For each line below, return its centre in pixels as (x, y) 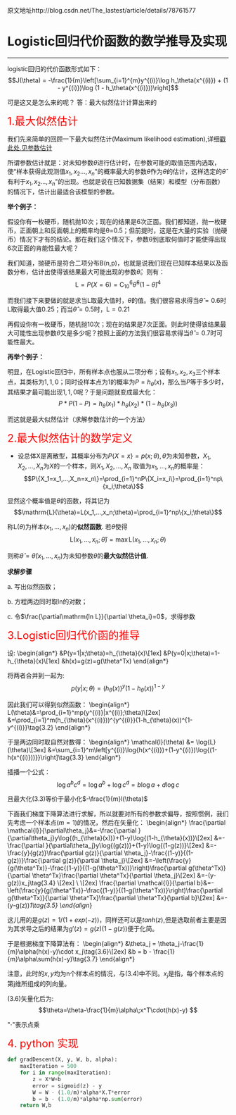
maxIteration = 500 (48, 1066)
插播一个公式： (29, 772)
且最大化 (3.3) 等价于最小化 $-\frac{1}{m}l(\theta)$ (78, 799)
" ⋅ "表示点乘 (24, 1025)
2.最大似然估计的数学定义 (70, 438)
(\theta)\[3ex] (27, 749)
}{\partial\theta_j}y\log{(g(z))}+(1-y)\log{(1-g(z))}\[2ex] (125, 846)
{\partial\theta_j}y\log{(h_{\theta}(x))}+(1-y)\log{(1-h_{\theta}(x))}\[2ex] (110, 838)
